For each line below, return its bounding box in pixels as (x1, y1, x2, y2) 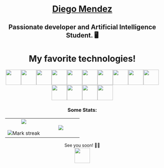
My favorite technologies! (28, 53, 136, 64)
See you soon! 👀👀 (64, 142, 100, 148)
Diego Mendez (52, 3, 113, 15)
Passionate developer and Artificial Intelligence (8, 23, 157, 31)
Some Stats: (67, 106, 97, 113)
